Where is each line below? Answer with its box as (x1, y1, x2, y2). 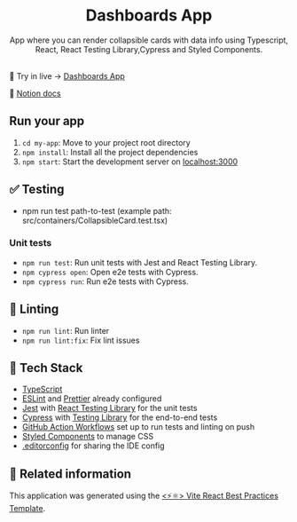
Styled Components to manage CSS (21, 431, 153, 442)
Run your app (9, 114, 85, 129)
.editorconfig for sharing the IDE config (21, 440, 166, 451)
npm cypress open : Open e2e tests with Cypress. (21, 266, 199, 277)
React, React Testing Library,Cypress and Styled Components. (35, 43, 263, 54)
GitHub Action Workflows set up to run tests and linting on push (21, 422, 255, 432)
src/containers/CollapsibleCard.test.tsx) (21, 215, 168, 225)
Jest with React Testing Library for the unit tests (21, 403, 198, 414)
